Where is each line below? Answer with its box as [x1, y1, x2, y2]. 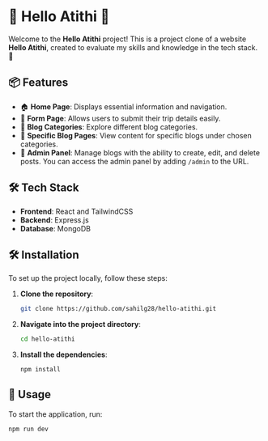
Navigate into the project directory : [19, 320, 142, 329]
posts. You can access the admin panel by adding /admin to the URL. [19, 156, 249, 166]
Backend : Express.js [19, 214, 89, 225]
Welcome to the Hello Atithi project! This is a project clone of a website [8, 34, 247, 44]
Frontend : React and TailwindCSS [19, 206, 134, 216]
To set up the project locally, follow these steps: [8, 274, 168, 283]
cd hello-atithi [19, 335, 75, 343]
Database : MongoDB [19, 223, 91, 233]
